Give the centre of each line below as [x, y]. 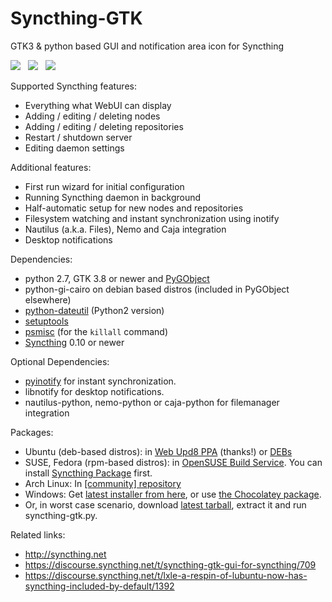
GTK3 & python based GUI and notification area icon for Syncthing [147, 46]
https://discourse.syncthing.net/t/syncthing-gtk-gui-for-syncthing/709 [170, 564]
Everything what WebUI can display [98, 105]
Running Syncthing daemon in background [113, 197]
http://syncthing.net [65, 554]
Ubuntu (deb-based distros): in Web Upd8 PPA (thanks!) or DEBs [158, 451]
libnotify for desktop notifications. [94, 391]
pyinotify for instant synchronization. [100, 381]
